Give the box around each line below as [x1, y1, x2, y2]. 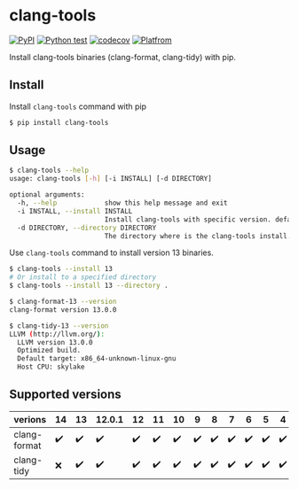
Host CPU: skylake [17, 362, 86, 372]
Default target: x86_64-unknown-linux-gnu [17, 354, 176, 363]
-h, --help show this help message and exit [17, 198, 228, 208]
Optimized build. [17, 346, 82, 355]
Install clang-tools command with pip [9, 101, 147, 112]
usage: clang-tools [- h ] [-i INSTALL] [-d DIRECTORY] [9, 175, 213, 183]
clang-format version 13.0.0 [9, 305, 117, 314]
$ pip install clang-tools [9, 118, 109, 127]
